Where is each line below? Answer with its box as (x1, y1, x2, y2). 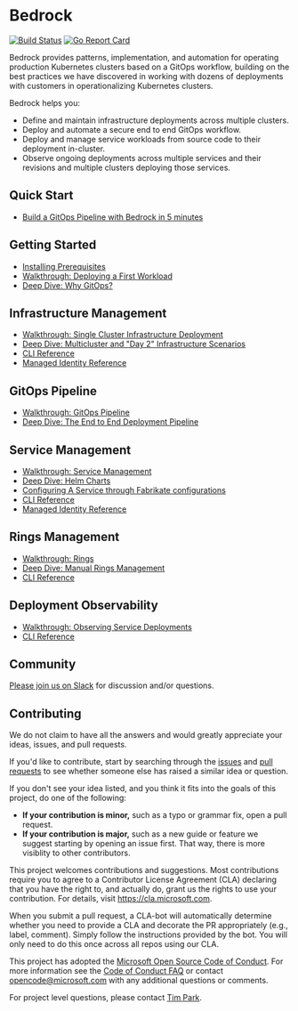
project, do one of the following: (9, 793, 127, 804)
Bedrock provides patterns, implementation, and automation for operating (9, 52, 279, 62)
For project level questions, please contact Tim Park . (9, 992, 203, 1003)
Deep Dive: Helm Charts (21, 475, 111, 486)
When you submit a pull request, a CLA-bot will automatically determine (9, 910, 272, 921)
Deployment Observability (9, 598, 158, 613)
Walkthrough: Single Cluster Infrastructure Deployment (21, 329, 224, 340)
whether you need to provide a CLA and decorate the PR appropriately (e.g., (9, 920, 289, 931)
